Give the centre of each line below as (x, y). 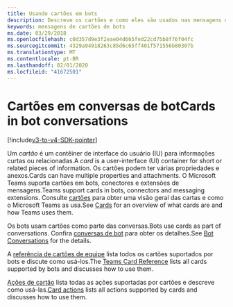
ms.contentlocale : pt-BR (43, 59)
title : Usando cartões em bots (52, 14)
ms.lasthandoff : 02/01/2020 (48, 65)
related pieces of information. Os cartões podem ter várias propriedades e (113, 168)
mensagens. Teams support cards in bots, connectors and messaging (106, 190)
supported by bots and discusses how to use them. (80, 269)
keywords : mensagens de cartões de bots (67, 26)
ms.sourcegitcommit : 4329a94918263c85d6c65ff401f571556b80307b (101, 46)
